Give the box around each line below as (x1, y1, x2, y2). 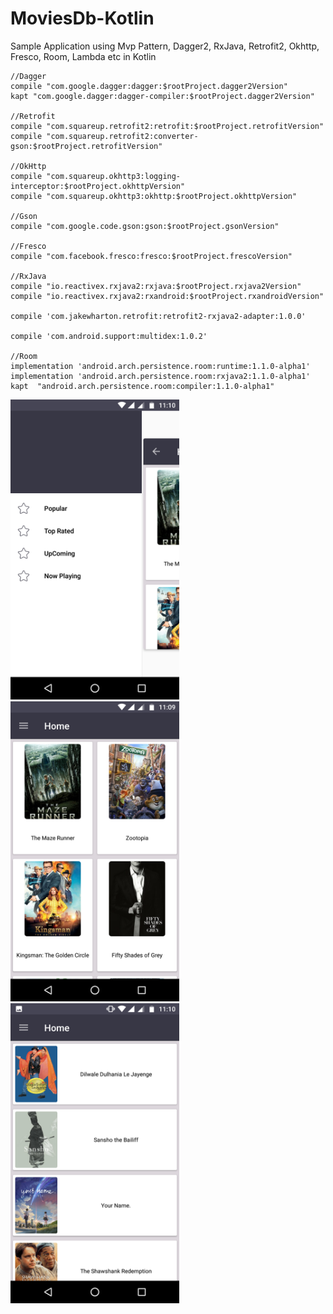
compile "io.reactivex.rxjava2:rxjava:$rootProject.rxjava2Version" (10, 281, 302, 291)
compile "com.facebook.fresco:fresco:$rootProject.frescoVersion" (10, 251, 293, 261)
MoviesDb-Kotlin (10, 7, 155, 30)
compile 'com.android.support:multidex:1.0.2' (10, 331, 208, 341)
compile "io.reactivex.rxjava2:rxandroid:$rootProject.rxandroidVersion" (10, 291, 325, 301)
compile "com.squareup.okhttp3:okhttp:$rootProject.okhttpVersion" (10, 191, 298, 201)
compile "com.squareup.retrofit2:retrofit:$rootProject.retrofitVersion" (10, 121, 325, 131)
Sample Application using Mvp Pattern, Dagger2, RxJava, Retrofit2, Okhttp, (10, 40, 320, 52)
